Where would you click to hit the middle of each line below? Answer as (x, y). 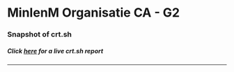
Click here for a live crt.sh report (55, 51)
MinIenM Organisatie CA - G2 (94, 13)
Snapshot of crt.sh (39, 35)
